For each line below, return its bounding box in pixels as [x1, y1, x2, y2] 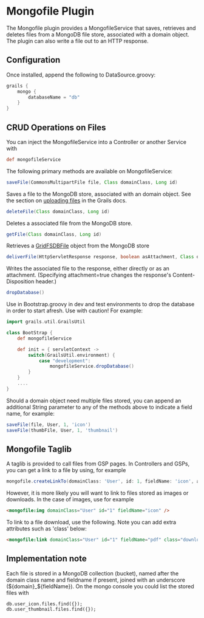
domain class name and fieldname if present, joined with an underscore [6, 576, 186, 583]
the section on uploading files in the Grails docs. [6, 196, 127, 204]
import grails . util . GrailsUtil [6, 319, 86, 325]
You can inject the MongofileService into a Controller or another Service [6, 138, 187, 145]
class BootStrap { [6, 330, 53, 336]
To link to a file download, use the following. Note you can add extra [6, 518, 177, 526]
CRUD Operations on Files [6, 122, 106, 132]
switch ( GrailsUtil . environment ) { [28, 352, 115, 358]
